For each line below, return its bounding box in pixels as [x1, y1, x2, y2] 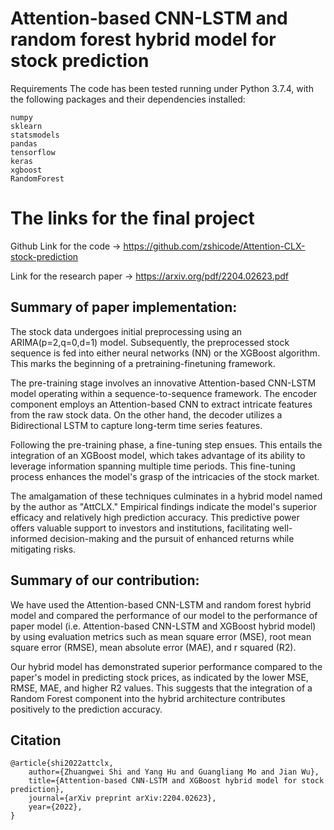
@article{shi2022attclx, [10, 758, 114, 769]
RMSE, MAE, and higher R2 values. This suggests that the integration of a [10, 682, 313, 694]
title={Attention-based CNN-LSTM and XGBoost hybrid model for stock [28, 776, 325, 786]
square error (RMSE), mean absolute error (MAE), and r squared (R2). [10, 641, 297, 653]
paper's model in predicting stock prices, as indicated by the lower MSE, [10, 671, 309, 683]
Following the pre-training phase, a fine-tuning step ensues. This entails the [10, 438, 323, 451]
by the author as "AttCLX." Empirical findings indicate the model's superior [10, 500, 317, 512]
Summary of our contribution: [10, 572, 200, 589]
